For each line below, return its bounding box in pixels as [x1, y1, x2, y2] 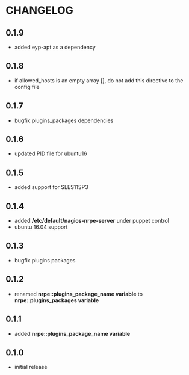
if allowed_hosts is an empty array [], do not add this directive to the [14, 76, 184, 84]
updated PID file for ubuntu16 [14, 150, 88, 157]
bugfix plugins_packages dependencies [14, 117, 114, 124]
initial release [14, 364, 48, 371]
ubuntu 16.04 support [14, 223, 68, 231]
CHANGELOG [5, 4, 73, 17]
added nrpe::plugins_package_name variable [14, 330, 131, 337]
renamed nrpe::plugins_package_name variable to [14, 290, 143, 297]
